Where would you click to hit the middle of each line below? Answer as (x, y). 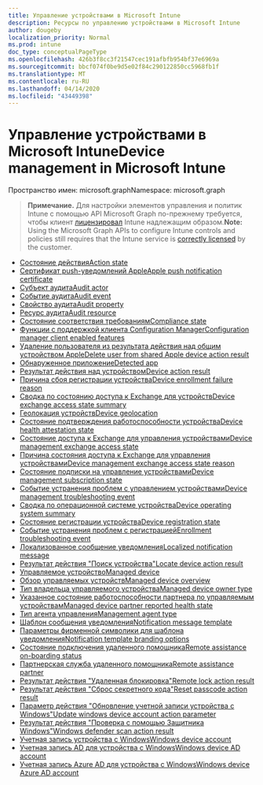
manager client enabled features (72, 338)
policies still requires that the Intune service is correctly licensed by (136, 239)
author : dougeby (35, 30)
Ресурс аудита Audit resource (68, 313)
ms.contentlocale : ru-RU (49, 81)
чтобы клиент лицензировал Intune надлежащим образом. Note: (135, 222)
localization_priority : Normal (59, 37)
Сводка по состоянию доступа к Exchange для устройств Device (127, 396)
